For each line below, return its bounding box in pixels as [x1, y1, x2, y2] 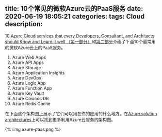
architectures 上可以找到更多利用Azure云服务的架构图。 [5, 117, 115, 122]
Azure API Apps [12, 60, 44, 65]
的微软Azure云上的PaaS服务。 [5, 45, 65, 50]
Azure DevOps [12, 75, 42, 81]
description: [5, 20, 43, 28]
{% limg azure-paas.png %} [5, 126, 61, 132]
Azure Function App [12, 85, 52, 91]
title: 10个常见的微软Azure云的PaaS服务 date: [5, 4, 143, 13]
